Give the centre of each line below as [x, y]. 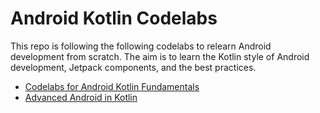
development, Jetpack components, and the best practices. [133, 67]
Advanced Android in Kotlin [81, 97]
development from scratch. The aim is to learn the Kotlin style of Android [160, 56]
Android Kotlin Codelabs [114, 18]
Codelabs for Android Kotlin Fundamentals [112, 86]
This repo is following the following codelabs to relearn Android [141, 46]
